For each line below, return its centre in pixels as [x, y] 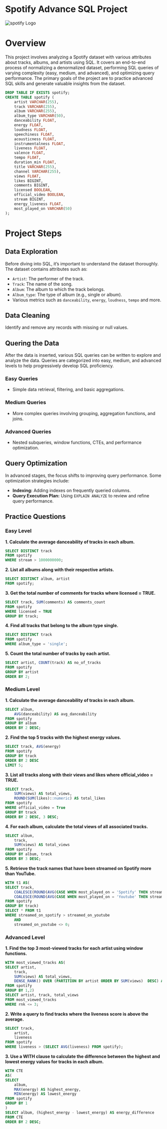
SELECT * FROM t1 [23, 911]
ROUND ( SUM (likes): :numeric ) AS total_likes [60, 798]
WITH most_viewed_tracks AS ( [35, 962]
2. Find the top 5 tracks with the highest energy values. [63, 737]
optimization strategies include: [37, 480]
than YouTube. [21, 874]
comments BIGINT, [32, 186]
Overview [26, 43]
